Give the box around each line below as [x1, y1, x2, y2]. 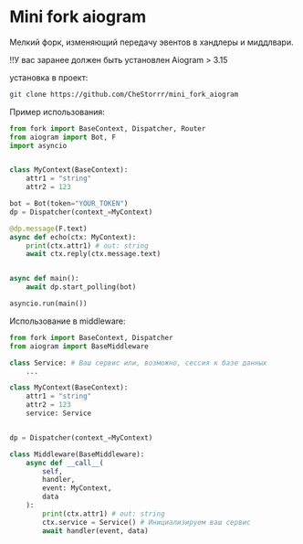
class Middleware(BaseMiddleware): [9, 450, 145, 459]
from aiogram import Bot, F [9, 133, 117, 142]
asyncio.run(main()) [9, 299, 89, 308]
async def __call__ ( [26, 458, 104, 467]
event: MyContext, [42, 484, 112, 493]
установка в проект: [9, 71, 89, 83]
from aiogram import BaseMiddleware [9, 341, 149, 351]
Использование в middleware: [9, 315, 126, 326]
